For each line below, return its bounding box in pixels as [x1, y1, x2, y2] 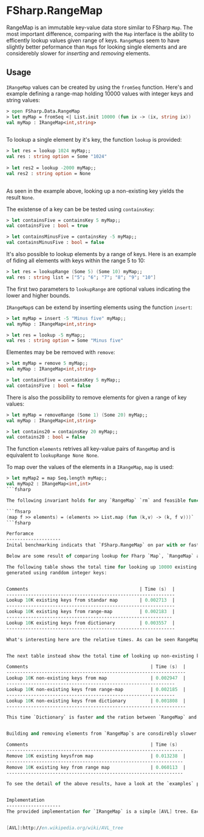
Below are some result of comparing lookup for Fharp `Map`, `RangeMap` [6, 553, 194, 559]
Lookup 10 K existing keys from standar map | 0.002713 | [6, 597, 175, 603]
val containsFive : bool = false [6, 383, 91, 389]
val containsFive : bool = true [6, 223, 88, 229]
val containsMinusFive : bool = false [6, 240, 104, 246]
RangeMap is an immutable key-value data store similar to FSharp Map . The [6, 24, 193, 31]
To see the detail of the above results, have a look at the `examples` [6, 781, 194, 787]
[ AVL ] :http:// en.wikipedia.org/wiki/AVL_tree [6, 825, 123, 831]
